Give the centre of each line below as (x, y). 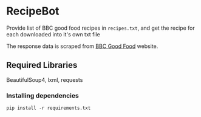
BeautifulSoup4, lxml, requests (45, 79)
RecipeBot (33, 11)
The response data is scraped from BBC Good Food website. (82, 46)
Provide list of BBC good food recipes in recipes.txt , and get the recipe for (101, 28)
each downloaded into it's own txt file (53, 34)
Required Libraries (42, 65)
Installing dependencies (43, 95)
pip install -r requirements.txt (49, 108)
